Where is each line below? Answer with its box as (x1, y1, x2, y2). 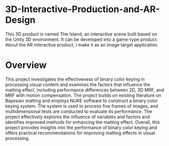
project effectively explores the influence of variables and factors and (5, 114, 150, 120)
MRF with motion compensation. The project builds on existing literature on (5, 92, 161, 98)
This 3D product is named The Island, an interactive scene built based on (5, 31, 157, 37)
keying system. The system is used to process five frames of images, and (5, 103, 158, 109)
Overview (5, 60, 47, 71)
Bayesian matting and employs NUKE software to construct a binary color (5, 98, 158, 104)
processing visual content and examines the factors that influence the (5, 81, 150, 87)
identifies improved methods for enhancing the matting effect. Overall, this (5, 119, 160, 125)
